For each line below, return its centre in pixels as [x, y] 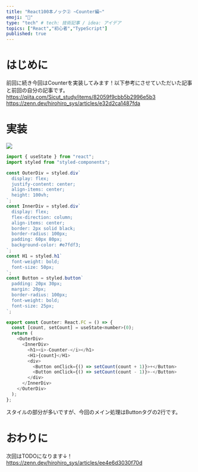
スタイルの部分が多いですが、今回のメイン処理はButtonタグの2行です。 [94, 412]
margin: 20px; [29, 290]
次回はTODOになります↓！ [39, 456]
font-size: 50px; [33, 267]
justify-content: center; [44, 184]
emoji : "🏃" [20, 17]
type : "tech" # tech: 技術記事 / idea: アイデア [64, 23]
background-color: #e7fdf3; [46, 245]
